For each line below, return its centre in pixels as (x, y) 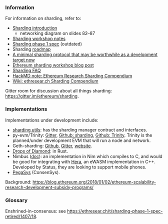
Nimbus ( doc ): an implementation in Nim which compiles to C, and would (87, 156)
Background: (18, 182)
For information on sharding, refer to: (43, 18)
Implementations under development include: (52, 120)
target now (23, 60)
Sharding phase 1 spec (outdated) (47, 44)
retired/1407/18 (21, 216)
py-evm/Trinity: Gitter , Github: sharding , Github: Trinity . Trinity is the (82, 135)
